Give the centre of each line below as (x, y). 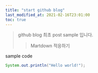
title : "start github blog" (35, 10)
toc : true (16, 20)
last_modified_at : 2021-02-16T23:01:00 (48, 15)
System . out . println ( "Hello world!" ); (45, 66)
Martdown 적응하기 (50, 46)
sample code (19, 56)
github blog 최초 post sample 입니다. (55, 35)
